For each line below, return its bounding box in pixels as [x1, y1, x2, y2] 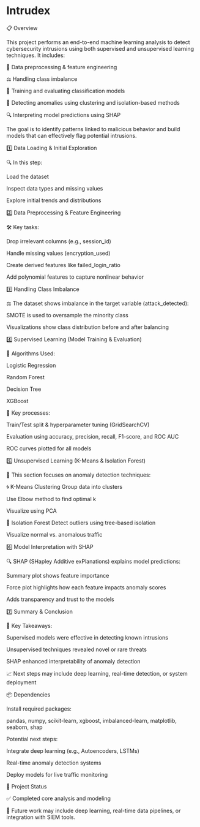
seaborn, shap [6, 723, 43, 731]
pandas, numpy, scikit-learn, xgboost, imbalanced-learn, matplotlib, [6, 717, 177, 724]
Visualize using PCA [6, 507, 57, 515]
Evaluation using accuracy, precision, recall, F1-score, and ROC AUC [6, 432, 179, 440]
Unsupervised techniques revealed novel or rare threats [6, 646, 147, 653]
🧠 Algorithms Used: [6, 350, 55, 357]
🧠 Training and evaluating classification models [6, 87, 125, 94]
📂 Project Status [6, 782, 47, 790]
